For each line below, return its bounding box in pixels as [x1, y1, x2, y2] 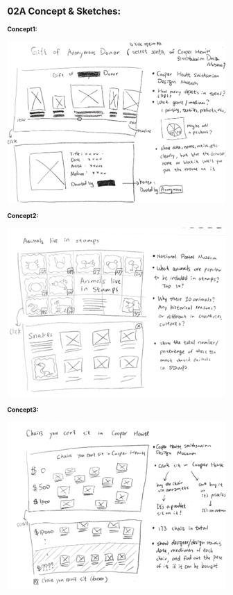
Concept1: [7, 24, 37, 33]
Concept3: [7, 405, 39, 414]
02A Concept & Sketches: [7, 6, 121, 17]
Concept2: [7, 212, 39, 220]
